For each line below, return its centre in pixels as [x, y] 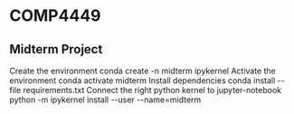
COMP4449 [55, 16]
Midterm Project [56, 49]
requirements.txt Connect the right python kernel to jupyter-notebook [152, 90]
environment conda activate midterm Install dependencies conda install [142, 81]
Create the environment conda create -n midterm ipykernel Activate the [142, 71]
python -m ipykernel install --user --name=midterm [105, 100]
